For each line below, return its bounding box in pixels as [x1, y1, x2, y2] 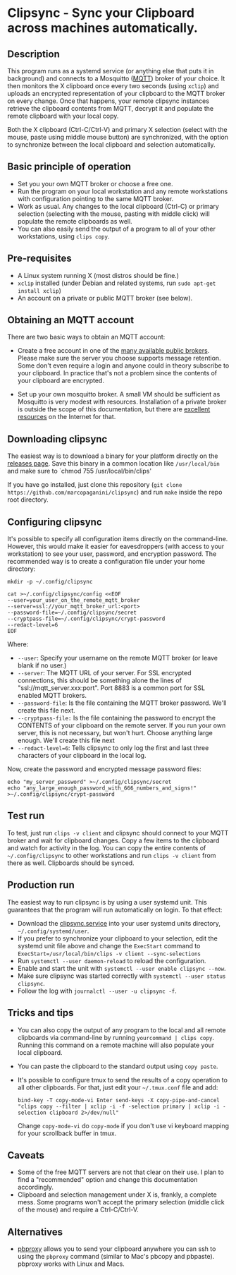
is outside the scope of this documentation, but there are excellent [17, 405, 211, 413]
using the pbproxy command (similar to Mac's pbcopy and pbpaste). [17, 1252, 215, 1261]
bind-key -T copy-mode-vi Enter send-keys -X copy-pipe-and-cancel [17, 1096, 220, 1104]
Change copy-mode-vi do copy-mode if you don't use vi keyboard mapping [17, 1121, 230, 1130]
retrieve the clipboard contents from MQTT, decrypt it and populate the [7, 104, 213, 112]
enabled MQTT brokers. [17, 691, 87, 700]
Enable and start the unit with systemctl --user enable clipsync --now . [17, 964, 227, 972]
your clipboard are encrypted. [17, 376, 104, 385]
